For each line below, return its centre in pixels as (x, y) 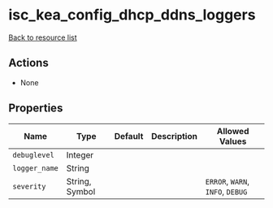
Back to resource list (43, 37)
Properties (36, 108)
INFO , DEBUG (226, 191)
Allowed (233, 131)
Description (174, 136)
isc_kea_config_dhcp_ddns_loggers (132, 15)
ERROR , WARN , (227, 181)
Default (129, 136)
